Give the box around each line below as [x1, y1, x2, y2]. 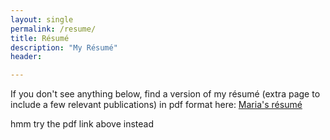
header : [10, 52, 43, 62]
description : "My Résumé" [10, 42, 118, 53]
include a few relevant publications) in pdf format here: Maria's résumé [10, 99, 303, 111]
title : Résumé [10, 33, 70, 43]
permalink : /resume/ [10, 24, 97, 34]
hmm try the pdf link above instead [10, 118, 154, 130]
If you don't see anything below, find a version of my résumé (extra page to [10, 88, 321, 100]
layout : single [10, 14, 74, 25]
